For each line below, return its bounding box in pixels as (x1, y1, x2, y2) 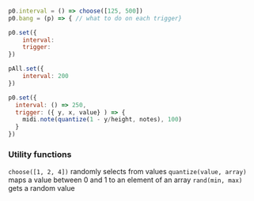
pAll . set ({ (8, 65, 44, 73)
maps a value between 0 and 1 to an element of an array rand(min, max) (8, 175, 243, 184)
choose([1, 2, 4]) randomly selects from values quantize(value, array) (8, 167, 247, 177)
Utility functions (8, 149, 72, 160)
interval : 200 (22, 73, 69, 80)
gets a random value (8, 184, 75, 193)
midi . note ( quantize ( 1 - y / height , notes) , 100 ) (22, 116, 182, 124)
